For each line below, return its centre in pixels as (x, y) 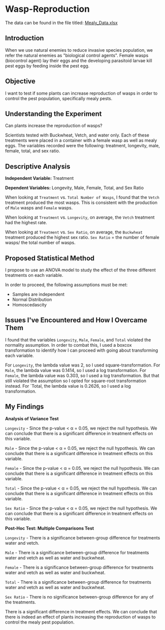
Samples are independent (38, 294)
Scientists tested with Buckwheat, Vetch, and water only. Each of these (77, 135)
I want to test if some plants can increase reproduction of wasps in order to (81, 93)
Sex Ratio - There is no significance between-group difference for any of (80, 597)
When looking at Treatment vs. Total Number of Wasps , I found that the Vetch (82, 198)
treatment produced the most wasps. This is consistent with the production (81, 202)
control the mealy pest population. (40, 622)
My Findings (25, 407)
